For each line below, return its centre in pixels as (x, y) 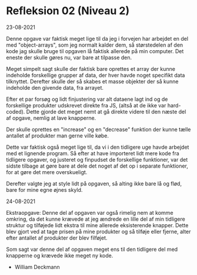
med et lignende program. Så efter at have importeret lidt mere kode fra (93, 153)
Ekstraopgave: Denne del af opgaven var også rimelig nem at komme (90, 212)
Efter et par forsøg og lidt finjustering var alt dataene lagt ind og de (87, 99)
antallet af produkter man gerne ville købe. (58, 135)
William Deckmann (37, 267)
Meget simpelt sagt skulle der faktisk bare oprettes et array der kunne (91, 68)
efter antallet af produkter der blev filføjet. (57, 238)
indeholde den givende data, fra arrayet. (55, 87)
